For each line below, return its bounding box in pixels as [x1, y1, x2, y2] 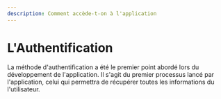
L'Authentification [7, 39, 113, 55]
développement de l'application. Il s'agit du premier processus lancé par [7, 70, 214, 78]
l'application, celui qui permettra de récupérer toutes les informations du [7, 78, 215, 86]
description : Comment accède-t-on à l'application [7, 10, 157, 17]
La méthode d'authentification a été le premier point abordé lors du [7, 63, 199, 71]
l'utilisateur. [7, 84, 40, 93]
